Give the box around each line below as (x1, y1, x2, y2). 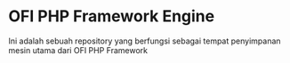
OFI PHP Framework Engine (8, 6, 215, 27)
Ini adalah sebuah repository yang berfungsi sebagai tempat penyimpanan (8, 35, 281, 46)
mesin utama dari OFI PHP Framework (8, 44, 149, 55)
